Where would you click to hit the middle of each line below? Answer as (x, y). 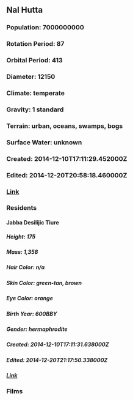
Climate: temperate (36, 93)
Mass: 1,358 (22, 252)
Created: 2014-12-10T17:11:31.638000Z (58, 344)
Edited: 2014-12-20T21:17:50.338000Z (57, 360)
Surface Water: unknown (44, 142)
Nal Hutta (25, 10)
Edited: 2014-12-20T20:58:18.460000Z (67, 175)
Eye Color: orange (30, 298)
